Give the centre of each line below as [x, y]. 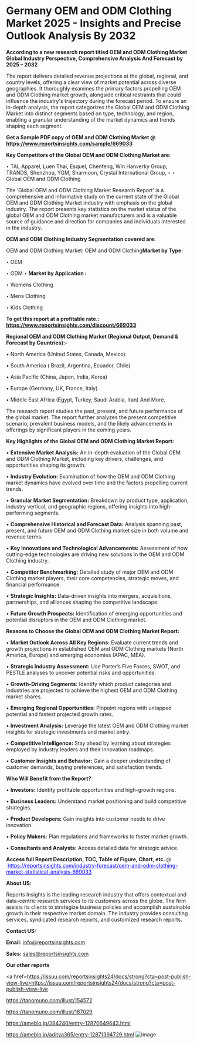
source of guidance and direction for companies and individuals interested [96, 221]
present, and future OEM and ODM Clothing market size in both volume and [97, 530]
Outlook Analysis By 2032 [71, 36]
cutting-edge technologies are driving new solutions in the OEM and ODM [95, 554]
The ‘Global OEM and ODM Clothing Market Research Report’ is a [85, 190]
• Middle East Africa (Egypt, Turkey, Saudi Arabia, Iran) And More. [86, 399]
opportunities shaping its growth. [46, 465]
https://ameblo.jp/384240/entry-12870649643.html [68, 1023]
